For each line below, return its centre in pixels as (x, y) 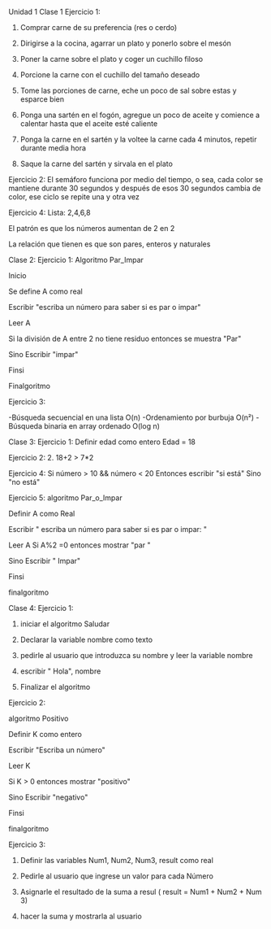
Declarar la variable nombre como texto (86, 639)
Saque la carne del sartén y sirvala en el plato (96, 164)
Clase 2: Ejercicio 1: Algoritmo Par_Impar (76, 260)
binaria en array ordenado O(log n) (102, 426)
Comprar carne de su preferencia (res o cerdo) (99, 27)
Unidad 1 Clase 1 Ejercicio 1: (55, 12)
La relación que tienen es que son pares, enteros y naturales (110, 244)
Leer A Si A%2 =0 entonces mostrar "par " (80, 545)
